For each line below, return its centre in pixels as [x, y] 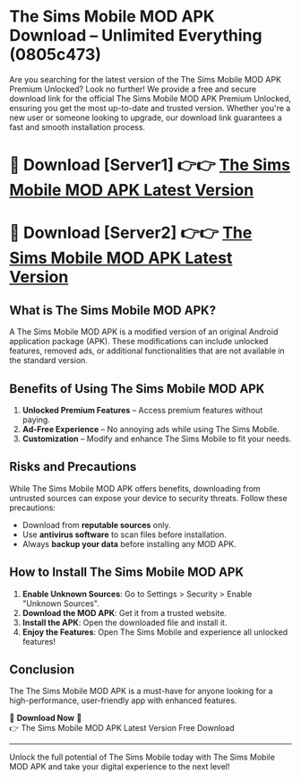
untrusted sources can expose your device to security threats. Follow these [149, 498]
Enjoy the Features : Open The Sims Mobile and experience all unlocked [155, 632]
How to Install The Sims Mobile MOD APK [127, 573]
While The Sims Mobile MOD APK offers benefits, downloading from [135, 488]
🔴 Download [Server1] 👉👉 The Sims [150, 165]
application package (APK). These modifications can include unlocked [139, 342]
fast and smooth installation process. [77, 126]
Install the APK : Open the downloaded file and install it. [125, 622]
